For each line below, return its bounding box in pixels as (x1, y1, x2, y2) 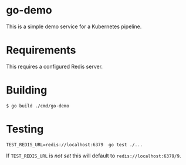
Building (6, 83, 48, 97)
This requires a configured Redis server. (6, 63, 103, 70)
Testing (6, 123, 44, 136)
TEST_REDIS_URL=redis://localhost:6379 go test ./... (6, 142, 143, 147)
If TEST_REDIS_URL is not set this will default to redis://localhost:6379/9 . (6, 152, 181, 159)
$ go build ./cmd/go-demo (6, 103, 69, 109)
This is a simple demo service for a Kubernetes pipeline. (6, 23, 142, 30)
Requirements (6, 43, 76, 57)
